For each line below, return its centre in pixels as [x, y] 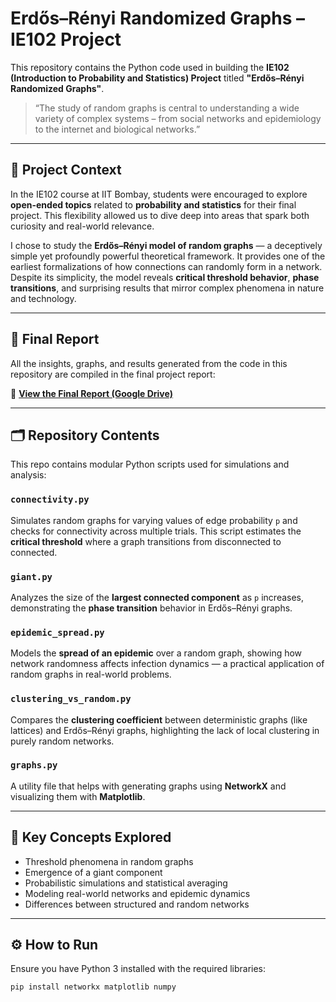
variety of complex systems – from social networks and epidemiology [178, 118]
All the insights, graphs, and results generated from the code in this [149, 363]
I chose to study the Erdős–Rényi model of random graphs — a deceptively [166, 245]
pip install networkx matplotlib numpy [93, 987]
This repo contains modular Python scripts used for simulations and [150, 464]
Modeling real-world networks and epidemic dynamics [137, 893]
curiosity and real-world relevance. [82, 226]
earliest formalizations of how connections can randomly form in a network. [166, 266]
